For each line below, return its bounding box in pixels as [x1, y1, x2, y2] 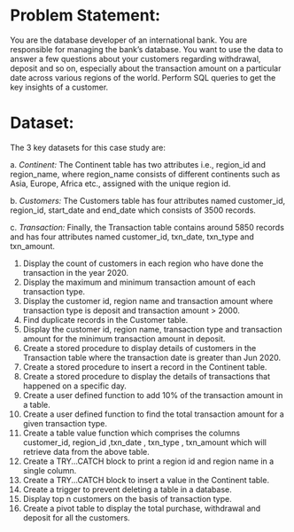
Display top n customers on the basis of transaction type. [22, 493, 233, 504]
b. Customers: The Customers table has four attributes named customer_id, [10, 195, 286, 206]
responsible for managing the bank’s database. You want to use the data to [10, 43, 283, 54]
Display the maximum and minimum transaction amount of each [22, 277, 256, 287]
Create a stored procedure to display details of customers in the [22, 342, 257, 353]
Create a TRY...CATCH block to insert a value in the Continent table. [22, 474, 269, 485]
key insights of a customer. [10, 82, 109, 92]
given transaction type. [22, 418, 108, 428]
